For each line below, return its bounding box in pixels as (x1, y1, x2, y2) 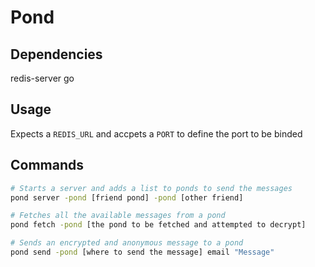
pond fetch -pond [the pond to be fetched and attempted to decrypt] (10, 220, 307, 230)
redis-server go (10, 72, 75, 84)
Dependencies (10, 46, 103, 63)
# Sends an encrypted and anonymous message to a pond (10, 238, 244, 248)
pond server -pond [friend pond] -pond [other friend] (10, 192, 244, 203)
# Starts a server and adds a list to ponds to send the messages (10, 183, 293, 193)
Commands (10, 157, 85, 174)
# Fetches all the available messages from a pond (10, 211, 226, 221)
